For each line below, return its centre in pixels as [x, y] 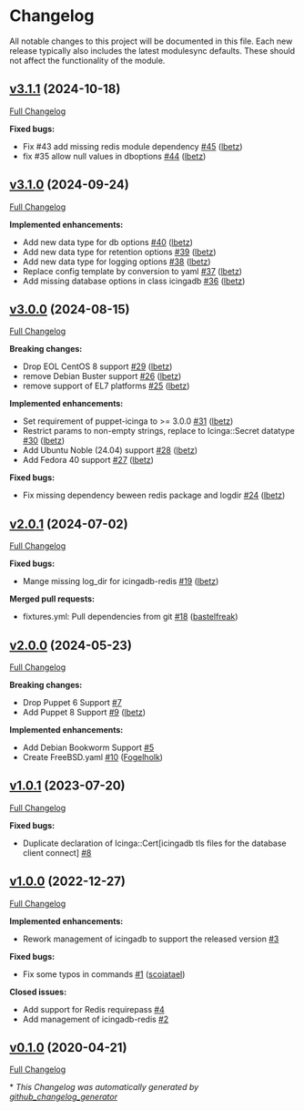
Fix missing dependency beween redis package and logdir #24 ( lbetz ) [154, 495]
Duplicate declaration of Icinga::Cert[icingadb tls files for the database [154, 843]
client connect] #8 [57, 852]
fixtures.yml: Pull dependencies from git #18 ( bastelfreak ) [130, 617]
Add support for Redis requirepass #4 [94, 1009]
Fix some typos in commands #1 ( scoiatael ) [104, 974]
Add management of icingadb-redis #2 [96, 1019]
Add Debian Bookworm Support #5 [88, 747]
